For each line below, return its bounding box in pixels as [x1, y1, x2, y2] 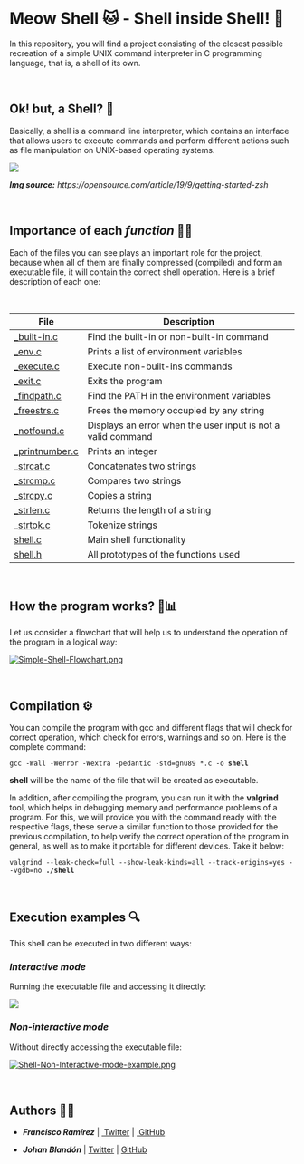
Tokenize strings [87, 519, 158, 531]
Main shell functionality [87, 533, 186, 546]
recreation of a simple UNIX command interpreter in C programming [9, 47, 262, 58]
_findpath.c [14, 389, 62, 402]
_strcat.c [14, 460, 51, 472]
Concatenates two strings [87, 460, 197, 472]
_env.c [14, 344, 43, 357]
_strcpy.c [14, 489, 52, 501]
